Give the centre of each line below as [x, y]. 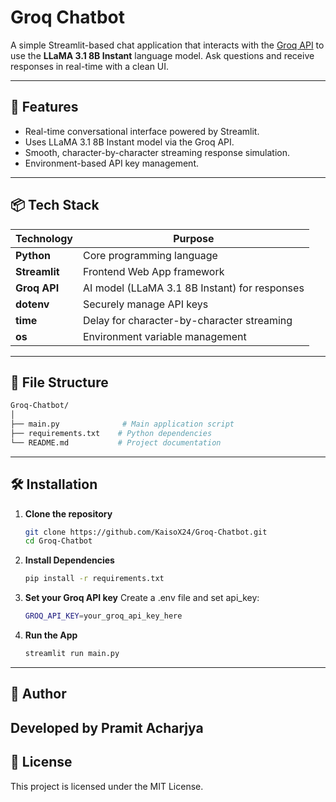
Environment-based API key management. [111, 163]
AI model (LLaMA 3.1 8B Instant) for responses [194, 288]
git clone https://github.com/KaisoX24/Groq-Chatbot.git [146, 532]
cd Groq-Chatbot [58, 541]
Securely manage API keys [146, 304]
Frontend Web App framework [154, 271]
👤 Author [38, 694]
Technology [44, 238]
